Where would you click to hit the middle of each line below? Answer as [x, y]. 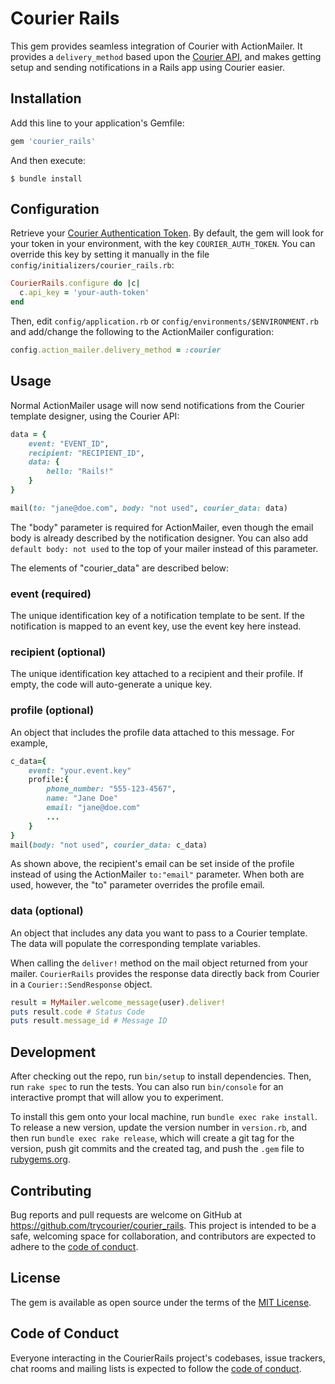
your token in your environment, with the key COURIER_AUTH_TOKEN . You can [163, 244]
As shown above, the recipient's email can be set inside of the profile [152, 864]
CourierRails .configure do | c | [75, 283]
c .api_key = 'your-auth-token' [84, 293]
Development [53, 1052]
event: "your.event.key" [80, 770]
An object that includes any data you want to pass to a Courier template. [159, 933]
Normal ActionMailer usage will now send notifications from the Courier [157, 405]
